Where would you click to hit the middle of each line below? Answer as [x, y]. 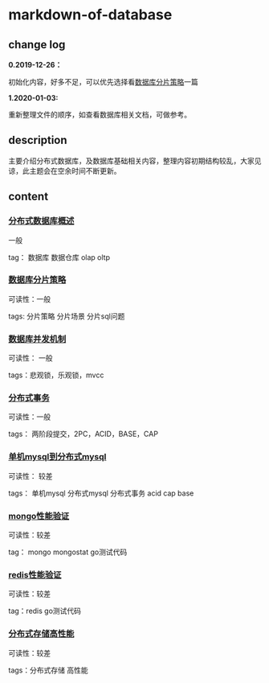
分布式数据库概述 [41, 221]
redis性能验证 [35, 574]
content [29, 197]
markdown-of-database [90, 15]
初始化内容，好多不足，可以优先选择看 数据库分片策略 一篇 [103, 82]
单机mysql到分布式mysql [57, 457]
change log [37, 45]
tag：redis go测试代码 [45, 611]
